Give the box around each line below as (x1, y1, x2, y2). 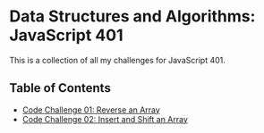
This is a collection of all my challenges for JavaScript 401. (9, 54, 226, 65)
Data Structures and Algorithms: (9, 6, 256, 27)
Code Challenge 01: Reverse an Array (21, 104, 161, 115)
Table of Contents (9, 80, 112, 96)
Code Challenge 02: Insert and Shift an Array (21, 113, 188, 124)
